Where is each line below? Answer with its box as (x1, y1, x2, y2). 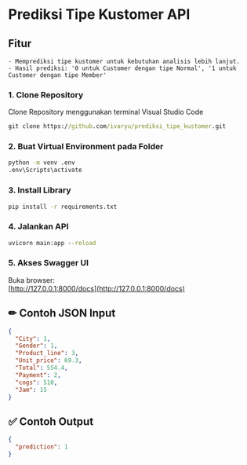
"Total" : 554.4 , (15, 364, 68, 372)
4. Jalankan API (8, 222, 69, 233)
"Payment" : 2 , (15, 371, 61, 379)
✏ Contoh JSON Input (8, 306, 116, 320)
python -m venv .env (8, 159, 76, 167)
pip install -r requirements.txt (8, 203, 118, 211)
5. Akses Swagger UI (8, 258, 89, 269)
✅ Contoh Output (8, 415, 94, 428)
